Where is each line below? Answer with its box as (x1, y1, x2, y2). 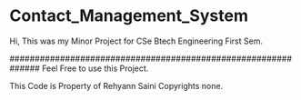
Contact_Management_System (9, 5, 248, 26)
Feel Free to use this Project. (42, 63, 149, 74)
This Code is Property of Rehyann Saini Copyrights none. (9, 80, 224, 91)
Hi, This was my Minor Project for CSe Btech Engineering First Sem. (9, 35, 264, 46)
